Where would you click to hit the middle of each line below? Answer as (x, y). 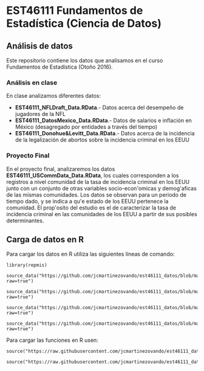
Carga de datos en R (45, 240)
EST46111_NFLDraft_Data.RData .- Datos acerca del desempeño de (99, 107)
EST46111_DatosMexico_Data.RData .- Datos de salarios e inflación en (104, 121)
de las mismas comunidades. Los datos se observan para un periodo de (97, 194)
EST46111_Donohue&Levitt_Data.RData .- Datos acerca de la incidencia (105, 134)
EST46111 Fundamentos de (75, 11)
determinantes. (25, 220)
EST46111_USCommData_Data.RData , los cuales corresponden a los (93, 175)
